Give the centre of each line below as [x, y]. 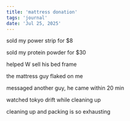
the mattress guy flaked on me [45, 76]
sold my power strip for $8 [40, 41]
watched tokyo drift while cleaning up [54, 100]
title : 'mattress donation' [42, 12]
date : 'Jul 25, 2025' [34, 23]
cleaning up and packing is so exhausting [59, 112]
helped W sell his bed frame [42, 64]
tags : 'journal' [27, 18]
